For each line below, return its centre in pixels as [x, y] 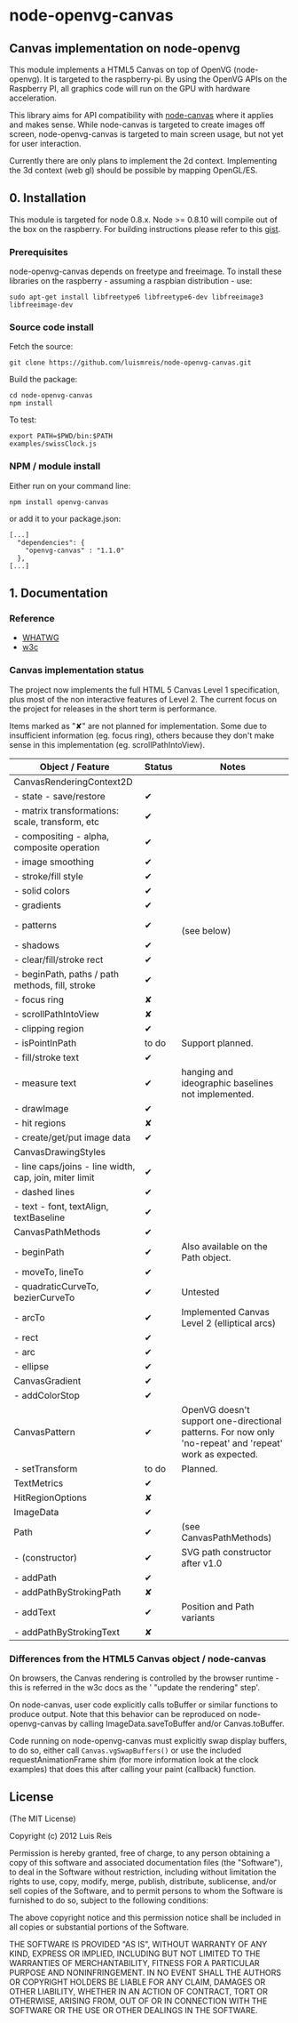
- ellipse [31, 1366]
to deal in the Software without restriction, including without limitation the [143, 1872]
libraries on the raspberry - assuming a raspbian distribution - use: [131, 281]
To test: [23, 420]
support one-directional [231, 1421]
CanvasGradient [47, 1381]
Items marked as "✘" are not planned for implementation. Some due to [138, 726]
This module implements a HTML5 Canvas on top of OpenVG [121, 69]
